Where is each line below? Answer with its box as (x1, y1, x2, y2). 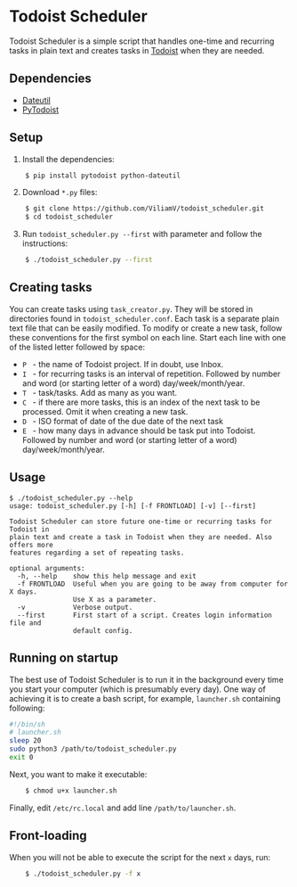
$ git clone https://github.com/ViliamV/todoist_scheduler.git (25, 204, 265, 213)
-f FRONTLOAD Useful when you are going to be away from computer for (17, 579, 289, 588)
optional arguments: (9, 563, 86, 572)
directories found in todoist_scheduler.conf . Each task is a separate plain (9, 313, 280, 324)
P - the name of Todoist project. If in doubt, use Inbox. (21, 358, 224, 369)
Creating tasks (9, 280, 92, 295)
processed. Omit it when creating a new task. (21, 406, 189, 416)
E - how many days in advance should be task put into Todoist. (21, 425, 256, 436)
